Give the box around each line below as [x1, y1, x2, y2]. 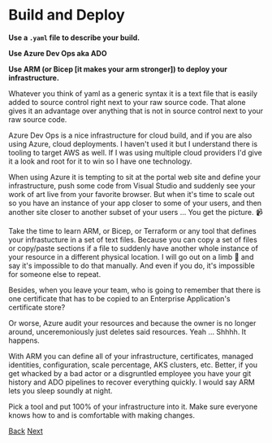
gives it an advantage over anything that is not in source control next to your [8, 106, 264, 116]
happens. [8, 336, 41, 345]
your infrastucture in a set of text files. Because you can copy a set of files [8, 235, 257, 244]
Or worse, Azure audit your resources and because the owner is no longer [8, 318, 257, 327]
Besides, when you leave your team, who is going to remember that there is [8, 285, 261, 295]
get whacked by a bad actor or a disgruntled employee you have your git [8, 368, 252, 378]
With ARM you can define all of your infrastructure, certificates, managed [8, 351, 254, 361]
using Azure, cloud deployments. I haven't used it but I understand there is [8, 138, 258, 148]
